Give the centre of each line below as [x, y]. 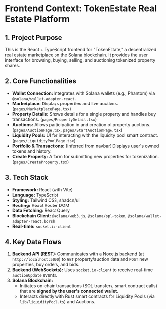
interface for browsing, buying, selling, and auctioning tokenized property [80, 60]
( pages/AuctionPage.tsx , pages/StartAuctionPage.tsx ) [67, 130]
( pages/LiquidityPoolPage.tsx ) [44, 140]
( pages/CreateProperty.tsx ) [41, 162]
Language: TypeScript [35, 195]
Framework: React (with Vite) [43, 189]
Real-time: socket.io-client [42, 226]
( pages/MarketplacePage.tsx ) [42, 109]
